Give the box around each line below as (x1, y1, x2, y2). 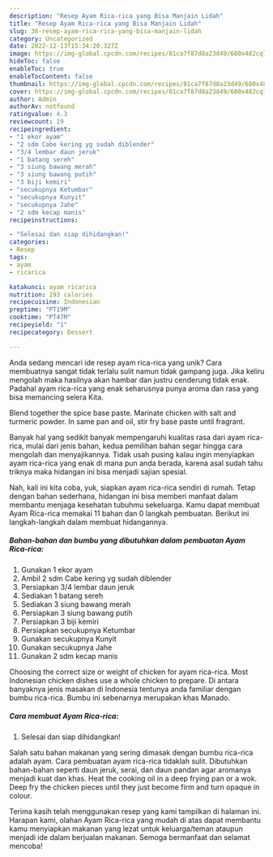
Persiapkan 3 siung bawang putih (20, 608, 133, 617)
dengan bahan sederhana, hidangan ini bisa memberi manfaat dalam (9, 491, 238, 500)
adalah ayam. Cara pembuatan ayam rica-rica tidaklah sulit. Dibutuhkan (9, 756, 248, 766)
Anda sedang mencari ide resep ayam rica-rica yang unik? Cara (9, 357, 222, 367)
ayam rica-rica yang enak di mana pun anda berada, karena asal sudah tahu (9, 458, 263, 468)
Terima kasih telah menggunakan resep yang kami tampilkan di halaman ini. (9, 806, 262, 816)
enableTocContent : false (9, 72, 93, 80)
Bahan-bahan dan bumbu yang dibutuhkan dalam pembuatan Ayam (9, 535, 246, 545)
